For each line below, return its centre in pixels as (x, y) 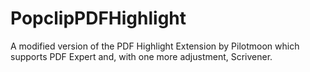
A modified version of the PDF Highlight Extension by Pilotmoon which (155, 46)
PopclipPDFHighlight (98, 18)
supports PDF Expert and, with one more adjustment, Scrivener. (141, 56)
